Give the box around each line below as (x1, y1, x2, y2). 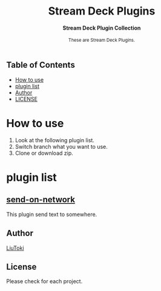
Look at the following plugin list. (15, 136, 95, 143)
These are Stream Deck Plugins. (68, 37, 135, 43)
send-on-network (6, 195, 76, 205)
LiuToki (6, 244, 24, 252)
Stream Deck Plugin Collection (62, 24, 141, 31)
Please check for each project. (6, 278, 83, 285)
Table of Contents (6, 60, 76, 70)
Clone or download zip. (15, 149, 74, 157)
